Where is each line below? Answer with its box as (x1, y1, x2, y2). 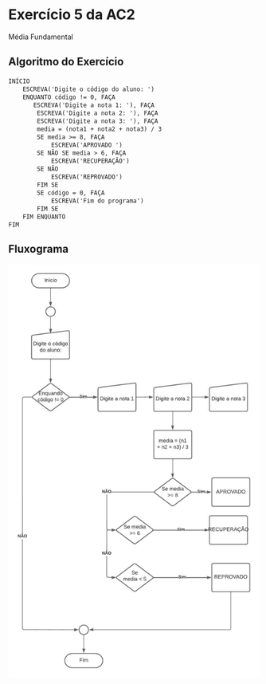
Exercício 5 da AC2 (8, 6, 135, 24)
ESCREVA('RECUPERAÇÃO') (50, 157, 130, 165)
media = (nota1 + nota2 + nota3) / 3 (37, 125, 162, 133)
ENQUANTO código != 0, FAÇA (22, 93, 115, 101)
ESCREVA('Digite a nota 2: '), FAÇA (37, 109, 158, 117)
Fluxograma (8, 242, 69, 256)
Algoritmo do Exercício (8, 55, 124, 69)
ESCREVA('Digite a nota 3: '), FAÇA (37, 117, 158, 125)
